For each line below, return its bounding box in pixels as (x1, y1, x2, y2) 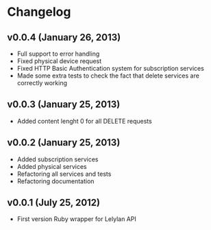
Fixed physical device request (16, 57, 102, 65)
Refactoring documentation (16, 176, 95, 185)
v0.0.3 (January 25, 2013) (7, 99, 121, 111)
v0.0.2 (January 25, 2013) (7, 137, 121, 148)
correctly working (16, 79, 67, 87)
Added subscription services (16, 155, 99, 163)
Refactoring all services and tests (16, 170, 112, 178)
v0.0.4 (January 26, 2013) (7, 32, 121, 43)
